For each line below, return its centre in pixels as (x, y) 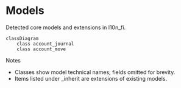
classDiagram (22, 38)
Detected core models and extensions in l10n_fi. (66, 27)
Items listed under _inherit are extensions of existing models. (91, 78)
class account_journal (45, 44)
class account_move (41, 49)
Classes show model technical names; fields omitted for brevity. (95, 72)
